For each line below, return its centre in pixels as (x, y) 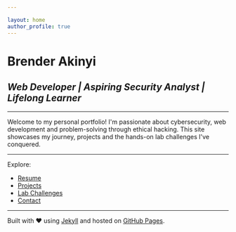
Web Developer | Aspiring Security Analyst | (106, 88)
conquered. (24, 144)
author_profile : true (39, 26)
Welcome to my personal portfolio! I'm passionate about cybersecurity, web (117, 122)
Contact (29, 200)
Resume (29, 178)
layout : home (26, 20)
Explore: (19, 164)
